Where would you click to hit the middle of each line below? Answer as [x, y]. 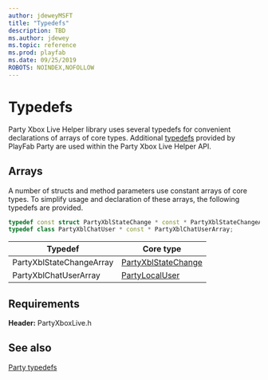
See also [30, 348]
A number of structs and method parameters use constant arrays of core [128, 190]
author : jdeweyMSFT [41, 16]
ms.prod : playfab [37, 53]
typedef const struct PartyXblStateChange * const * [98, 222]
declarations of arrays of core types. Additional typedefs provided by [122, 137]
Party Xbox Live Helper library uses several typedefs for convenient [120, 129]
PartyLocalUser [150, 275]
